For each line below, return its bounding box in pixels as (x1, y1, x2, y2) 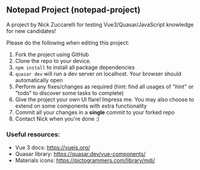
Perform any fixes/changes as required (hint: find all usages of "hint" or (15, 83, 194, 90)
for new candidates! (6, 27, 56, 34)
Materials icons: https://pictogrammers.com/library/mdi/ (15, 157, 156, 164)
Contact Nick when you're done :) (15, 115, 100, 122)
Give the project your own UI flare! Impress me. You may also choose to (15, 96, 195, 103)
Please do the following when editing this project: (6, 39, 130, 46)
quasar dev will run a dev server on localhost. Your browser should (15, 70, 182, 77)
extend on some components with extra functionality (15, 102, 147, 110)
